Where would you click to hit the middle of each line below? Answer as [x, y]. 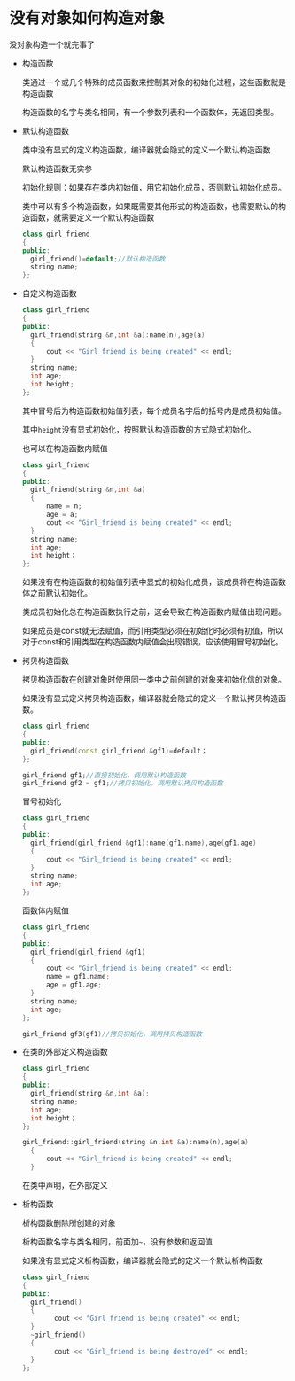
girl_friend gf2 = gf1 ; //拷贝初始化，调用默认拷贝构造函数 [122, 784]
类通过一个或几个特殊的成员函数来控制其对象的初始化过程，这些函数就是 [154, 82]
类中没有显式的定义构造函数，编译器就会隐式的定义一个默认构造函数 [146, 149]
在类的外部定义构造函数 [65, 1052]
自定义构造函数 [49, 293]
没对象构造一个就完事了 [52, 44]
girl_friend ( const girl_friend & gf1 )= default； [119, 751]
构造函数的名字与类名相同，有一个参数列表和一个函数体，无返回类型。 [150, 112]
